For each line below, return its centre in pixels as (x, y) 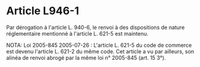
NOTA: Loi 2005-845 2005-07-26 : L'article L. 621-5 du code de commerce (99, 45)
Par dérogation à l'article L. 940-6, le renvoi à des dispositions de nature (96, 27)
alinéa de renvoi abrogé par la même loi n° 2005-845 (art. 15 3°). (86, 58)
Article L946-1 (43, 11)
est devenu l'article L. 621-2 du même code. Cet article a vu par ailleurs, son (100, 51)
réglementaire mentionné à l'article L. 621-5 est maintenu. (77, 33)
